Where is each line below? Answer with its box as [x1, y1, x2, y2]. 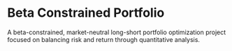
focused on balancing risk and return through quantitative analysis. [7, 35, 201, 43]
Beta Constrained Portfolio [7, 5, 165, 21]
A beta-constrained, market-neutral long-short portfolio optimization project [7, 28, 226, 36]
